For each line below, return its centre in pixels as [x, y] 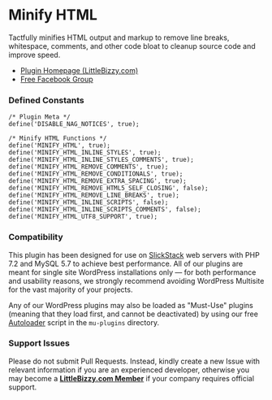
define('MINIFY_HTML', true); [60, 146]
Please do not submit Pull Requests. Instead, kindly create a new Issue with [134, 361]
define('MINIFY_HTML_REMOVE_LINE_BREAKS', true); [94, 196]
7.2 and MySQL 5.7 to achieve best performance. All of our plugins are [126, 263]
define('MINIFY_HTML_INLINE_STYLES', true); [85, 153]
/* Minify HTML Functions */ [58, 139]
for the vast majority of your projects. [71, 289]
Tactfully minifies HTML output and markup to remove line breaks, [119, 37]
